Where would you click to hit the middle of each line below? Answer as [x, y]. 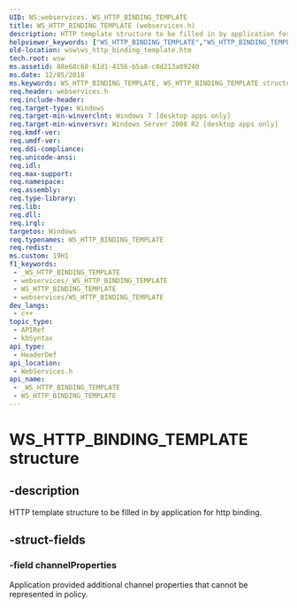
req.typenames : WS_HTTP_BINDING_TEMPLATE [87, 240]
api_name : [27, 380]
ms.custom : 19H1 [39, 256]
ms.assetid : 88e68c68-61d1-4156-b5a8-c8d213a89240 [104, 67]
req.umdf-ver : [35, 141]
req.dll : [25, 215]
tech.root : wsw [37, 58]
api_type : [27, 346]
